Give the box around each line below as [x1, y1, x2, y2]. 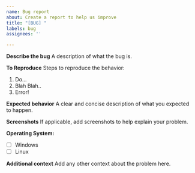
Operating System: [6, 130, 55, 137]
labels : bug [6, 25, 36, 32]
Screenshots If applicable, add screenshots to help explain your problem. [6, 118, 188, 126]
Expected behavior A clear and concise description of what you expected [6, 100, 190, 108]
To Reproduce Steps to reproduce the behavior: [6, 64, 125, 72]
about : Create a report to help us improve [6, 14, 117, 20]
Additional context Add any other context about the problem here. [6, 160, 171, 168]
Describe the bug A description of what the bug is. [6, 53, 132, 60]
